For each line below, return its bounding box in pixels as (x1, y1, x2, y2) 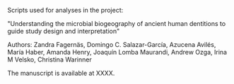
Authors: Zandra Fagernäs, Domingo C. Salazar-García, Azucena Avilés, (7, 41, 216, 48)
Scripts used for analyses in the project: (7, 6, 124, 14)
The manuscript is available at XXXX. (7, 69, 115, 77)
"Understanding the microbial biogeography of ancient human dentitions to (7, 20, 226, 27)
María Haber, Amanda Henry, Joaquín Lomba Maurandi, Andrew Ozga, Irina (7, 48, 228, 56)
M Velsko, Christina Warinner (7, 55, 92, 64)
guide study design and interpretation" (7, 27, 120, 35)
